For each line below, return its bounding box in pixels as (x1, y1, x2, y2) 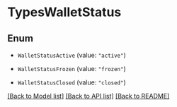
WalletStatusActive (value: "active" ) (17, 51, 126, 59)
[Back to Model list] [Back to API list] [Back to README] (7, 92, 170, 100)
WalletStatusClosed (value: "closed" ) (17, 78, 126, 87)
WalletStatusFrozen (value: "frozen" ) (17, 65, 126, 73)
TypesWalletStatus (7, 4, 122, 20)
